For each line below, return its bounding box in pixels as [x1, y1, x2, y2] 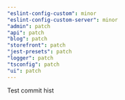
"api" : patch [7, 29, 45, 36]
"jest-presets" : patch [7, 49, 72, 55]
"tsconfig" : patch [7, 61, 60, 68]
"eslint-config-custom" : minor [7, 10, 97, 17]
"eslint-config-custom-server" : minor [7, 16, 118, 23]
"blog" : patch [7, 36, 48, 42]
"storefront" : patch [7, 42, 67, 49]
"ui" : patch [7, 67, 41, 74]
